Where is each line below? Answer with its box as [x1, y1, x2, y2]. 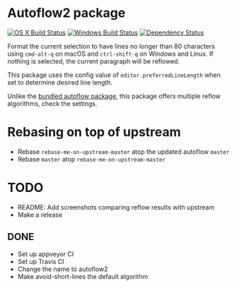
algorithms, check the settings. [7, 99, 98, 107]
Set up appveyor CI [17, 249, 74, 258]
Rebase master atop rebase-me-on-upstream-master [17, 155, 166, 163]
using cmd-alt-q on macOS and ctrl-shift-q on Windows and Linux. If [7, 49, 214, 58]
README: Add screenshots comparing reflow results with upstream [17, 203, 214, 211]
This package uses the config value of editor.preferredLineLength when [7, 71, 221, 79]
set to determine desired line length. [7, 78, 113, 86]
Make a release [17, 210, 62, 219]
